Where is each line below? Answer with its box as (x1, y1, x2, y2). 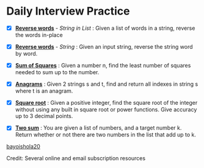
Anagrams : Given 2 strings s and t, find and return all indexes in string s (15, 80, 199, 88)
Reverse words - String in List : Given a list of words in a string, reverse (15, 24, 195, 32)
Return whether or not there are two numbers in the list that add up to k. (15, 131, 197, 138)
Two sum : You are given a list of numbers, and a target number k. (15, 124, 182, 131)
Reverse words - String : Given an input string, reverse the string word (15, 43, 194, 50)
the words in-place (15, 32, 63, 38)
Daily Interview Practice (6, 4, 130, 18)
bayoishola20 (6, 143, 41, 150)
